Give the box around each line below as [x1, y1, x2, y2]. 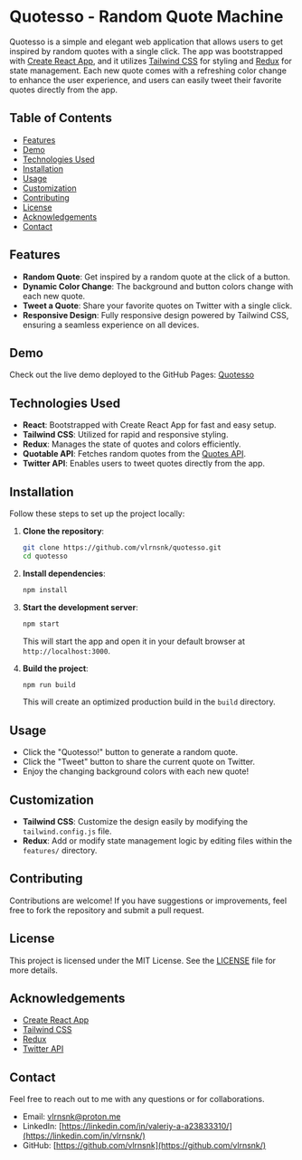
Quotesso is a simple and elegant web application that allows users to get [9, 36, 283, 47]
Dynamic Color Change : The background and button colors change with [22, 280, 294, 291]
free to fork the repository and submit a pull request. [9, 904, 205, 915]
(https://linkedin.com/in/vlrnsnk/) [22, 1130, 146, 1141]
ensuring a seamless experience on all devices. [22, 319, 200, 330]
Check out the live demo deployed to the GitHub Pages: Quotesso [9, 369, 255, 381]
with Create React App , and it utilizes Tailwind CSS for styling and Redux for [9, 55, 292, 66]
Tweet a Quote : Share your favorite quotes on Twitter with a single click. [22, 300, 292, 311]
